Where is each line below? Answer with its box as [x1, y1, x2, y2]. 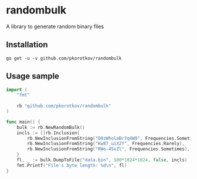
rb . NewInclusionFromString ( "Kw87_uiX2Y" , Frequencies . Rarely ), [27, 141, 185, 147]
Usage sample [6, 71, 60, 81]
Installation [6, 40, 48, 50]
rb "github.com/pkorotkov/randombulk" [16, 103, 111, 109]
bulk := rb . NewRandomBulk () [16, 124, 85, 130]
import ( [6, 87, 28, 92]
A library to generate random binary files [6, 23, 104, 30]
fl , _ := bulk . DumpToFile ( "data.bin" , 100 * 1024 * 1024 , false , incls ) [16, 157, 188, 163]
